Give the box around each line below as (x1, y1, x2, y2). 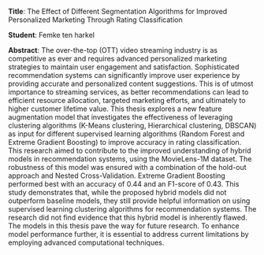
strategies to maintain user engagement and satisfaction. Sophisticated (8, 62, 240, 72)
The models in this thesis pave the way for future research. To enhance (8, 221, 240, 231)
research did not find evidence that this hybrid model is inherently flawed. (8, 213, 248, 222)
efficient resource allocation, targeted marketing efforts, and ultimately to (8, 96, 246, 105)
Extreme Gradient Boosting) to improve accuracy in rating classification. (8, 138, 242, 146)
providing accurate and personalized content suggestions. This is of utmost (8, 79, 254, 88)
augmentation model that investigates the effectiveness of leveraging (8, 113, 233, 121)
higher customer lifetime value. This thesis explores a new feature (8, 104, 222, 113)
